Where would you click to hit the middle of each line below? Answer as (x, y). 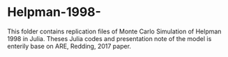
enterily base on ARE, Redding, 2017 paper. (69, 46)
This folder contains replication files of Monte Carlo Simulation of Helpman (114, 31)
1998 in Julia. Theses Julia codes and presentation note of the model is (109, 38)
